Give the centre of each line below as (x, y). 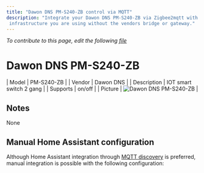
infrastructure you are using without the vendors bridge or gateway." (102, 23)
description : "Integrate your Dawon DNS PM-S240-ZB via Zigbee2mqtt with (102, 18)
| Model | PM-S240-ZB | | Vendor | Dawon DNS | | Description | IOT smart (99, 83)
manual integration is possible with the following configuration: (85, 163)
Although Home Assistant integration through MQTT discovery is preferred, (101, 156)
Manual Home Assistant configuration (80, 142)
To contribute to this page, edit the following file (67, 41)
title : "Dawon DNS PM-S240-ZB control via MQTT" (69, 12)
